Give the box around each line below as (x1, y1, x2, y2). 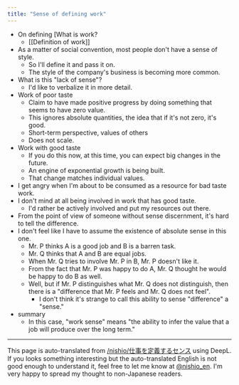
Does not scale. (28, 136, 75, 144)
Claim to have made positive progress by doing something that (28, 97, 212, 107)
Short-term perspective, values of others (28, 128, 149, 137)
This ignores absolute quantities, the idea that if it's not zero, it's (28, 113, 217, 122)
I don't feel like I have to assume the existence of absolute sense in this (17, 226, 227, 235)
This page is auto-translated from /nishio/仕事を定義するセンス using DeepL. (7, 346, 232, 354)
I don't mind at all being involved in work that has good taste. (17, 196, 197, 205)
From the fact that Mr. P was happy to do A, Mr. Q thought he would (28, 264, 227, 273)
